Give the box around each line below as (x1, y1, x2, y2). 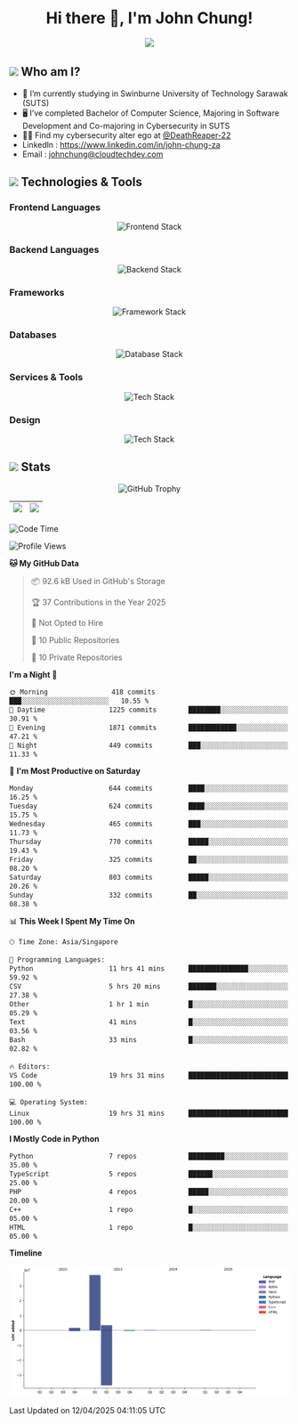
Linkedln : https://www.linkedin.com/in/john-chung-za (21, 139, 221, 150)
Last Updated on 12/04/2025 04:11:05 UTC (9, 1405, 166, 1415)
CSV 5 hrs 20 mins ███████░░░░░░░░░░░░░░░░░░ (9, 981, 289, 991)
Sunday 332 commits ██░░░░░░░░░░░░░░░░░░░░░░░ (9, 891, 289, 899)
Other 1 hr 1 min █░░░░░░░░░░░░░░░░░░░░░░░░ (9, 999, 289, 1009)
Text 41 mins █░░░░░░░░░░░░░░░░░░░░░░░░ (9, 1017, 289, 1027)
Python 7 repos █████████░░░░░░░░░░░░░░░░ (9, 1151, 289, 1160)
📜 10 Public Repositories (30, 634, 120, 645)
